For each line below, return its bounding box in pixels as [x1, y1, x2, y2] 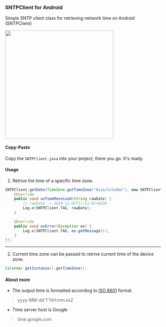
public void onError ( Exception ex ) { [14, 224, 92, 229]
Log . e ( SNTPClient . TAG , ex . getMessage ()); [23, 228, 110, 234]
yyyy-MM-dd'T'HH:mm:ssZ [17, 297, 74, 303]
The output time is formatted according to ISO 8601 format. [12, 287, 133, 293]
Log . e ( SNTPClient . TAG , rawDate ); [23, 206, 92, 211]
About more [5, 277, 31, 282]
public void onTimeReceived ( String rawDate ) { [14, 196, 112, 201]
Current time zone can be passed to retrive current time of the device [12, 251, 154, 257]
